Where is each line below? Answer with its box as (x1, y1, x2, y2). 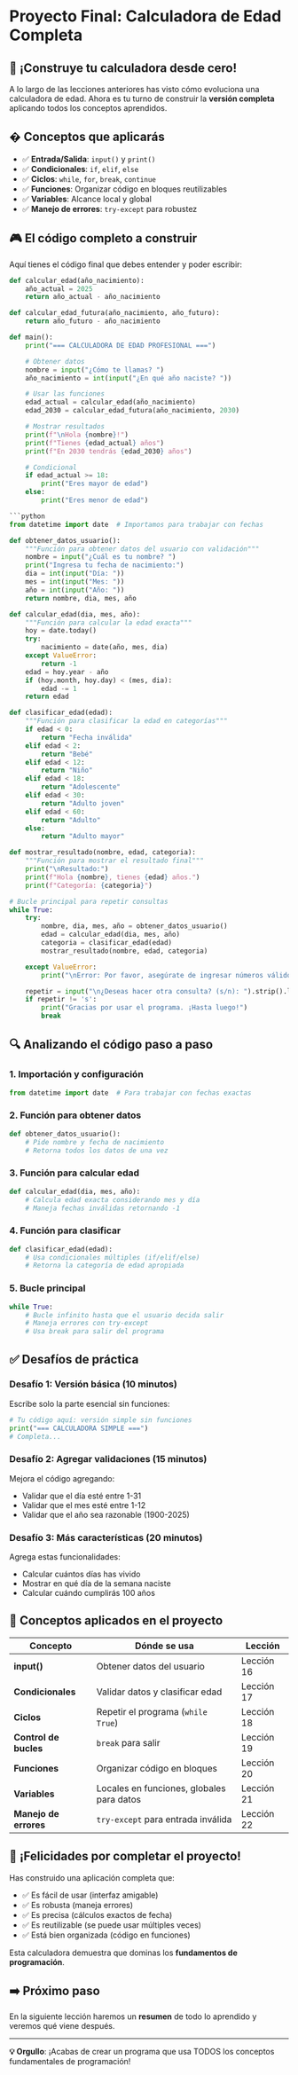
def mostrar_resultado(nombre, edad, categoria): (9, 848, 197, 857)
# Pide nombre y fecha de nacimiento (25, 1137, 165, 1146)
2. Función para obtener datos (9, 1109, 142, 1121)
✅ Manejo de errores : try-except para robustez (21, 203, 198, 214)
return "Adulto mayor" (41, 832, 125, 841)
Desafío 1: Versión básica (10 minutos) (9, 1378, 177, 1390)
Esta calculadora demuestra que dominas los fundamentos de (9, 1947, 238, 1958)
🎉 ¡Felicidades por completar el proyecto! (9, 1849, 241, 1864)
